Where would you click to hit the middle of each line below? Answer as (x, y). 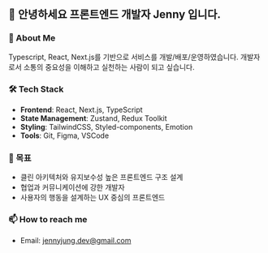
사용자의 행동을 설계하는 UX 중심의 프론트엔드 (93, 198)
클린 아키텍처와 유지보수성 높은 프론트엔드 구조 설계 (102, 178)
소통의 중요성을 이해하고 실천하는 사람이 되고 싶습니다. (109, 66)
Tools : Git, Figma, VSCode (65, 135)
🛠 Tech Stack (36, 89)
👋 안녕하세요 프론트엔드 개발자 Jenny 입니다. (115, 15)
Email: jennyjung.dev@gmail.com (76, 240)
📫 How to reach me (48, 220)
